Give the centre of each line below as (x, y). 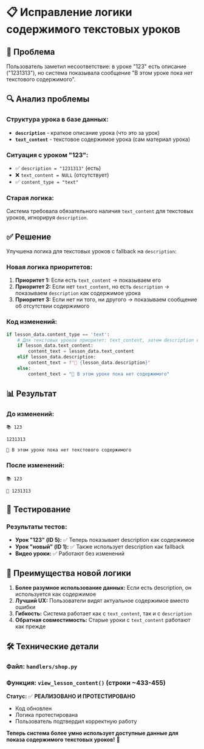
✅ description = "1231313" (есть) (58, 168)
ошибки (25, 607)
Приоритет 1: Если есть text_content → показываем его (88, 280)
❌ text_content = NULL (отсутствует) (62, 175)
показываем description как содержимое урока (78, 293)
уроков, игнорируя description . (47, 217)
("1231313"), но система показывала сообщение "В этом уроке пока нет (100, 73)
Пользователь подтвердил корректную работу (76, 721)
